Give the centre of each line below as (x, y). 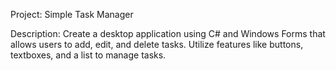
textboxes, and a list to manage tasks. (88, 55)
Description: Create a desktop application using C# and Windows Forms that (168, 33)
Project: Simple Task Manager (72, 14)
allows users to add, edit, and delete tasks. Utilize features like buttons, (157, 44)
